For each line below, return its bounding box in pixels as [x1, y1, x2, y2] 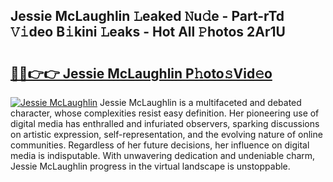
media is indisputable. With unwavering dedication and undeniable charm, [10, 150, 316, 161]
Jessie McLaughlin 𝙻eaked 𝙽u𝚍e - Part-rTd [10, 8, 285, 25]
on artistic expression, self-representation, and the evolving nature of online [10, 129, 323, 140]
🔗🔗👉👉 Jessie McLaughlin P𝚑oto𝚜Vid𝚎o [10, 65, 273, 82]
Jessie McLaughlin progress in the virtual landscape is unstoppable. [10, 160, 291, 172]
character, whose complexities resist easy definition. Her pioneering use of [10, 107, 320, 119]
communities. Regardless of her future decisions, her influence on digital [10, 139, 310, 151]
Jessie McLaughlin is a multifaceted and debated [99, 97, 302, 108]
